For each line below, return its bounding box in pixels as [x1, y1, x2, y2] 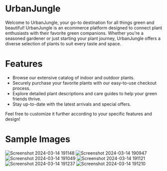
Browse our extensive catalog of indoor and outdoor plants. [12, 74, 135, 80]
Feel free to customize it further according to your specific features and [5, 111, 152, 117]
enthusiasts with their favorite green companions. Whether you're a [5, 30, 144, 36]
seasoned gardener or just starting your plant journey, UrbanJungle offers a [5, 35, 161, 41]
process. [12, 85, 31, 91]
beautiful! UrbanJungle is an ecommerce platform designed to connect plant [5, 24, 163, 30]
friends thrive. [12, 96, 41, 102]
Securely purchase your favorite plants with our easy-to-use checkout [12, 80, 157, 86]
